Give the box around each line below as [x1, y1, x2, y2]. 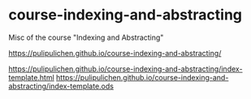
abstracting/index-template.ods [8, 81, 114, 91]
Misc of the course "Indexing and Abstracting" [8, 32, 164, 42]
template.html [8, 72, 54, 82]
